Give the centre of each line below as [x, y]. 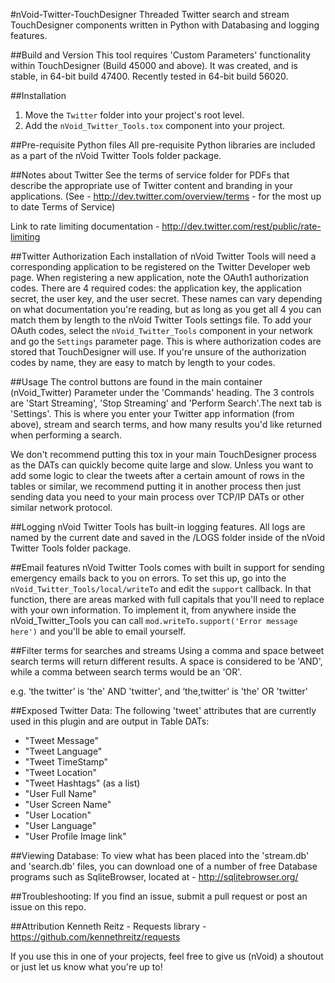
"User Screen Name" [68, 804]
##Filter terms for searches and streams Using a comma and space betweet [167, 650]
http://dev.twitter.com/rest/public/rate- [241, 226]
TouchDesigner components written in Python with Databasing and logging [165, 25]
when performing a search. [66, 435]
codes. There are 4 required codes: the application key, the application [156, 288]
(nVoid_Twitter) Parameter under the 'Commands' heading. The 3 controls [162, 392]
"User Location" [58, 815]
